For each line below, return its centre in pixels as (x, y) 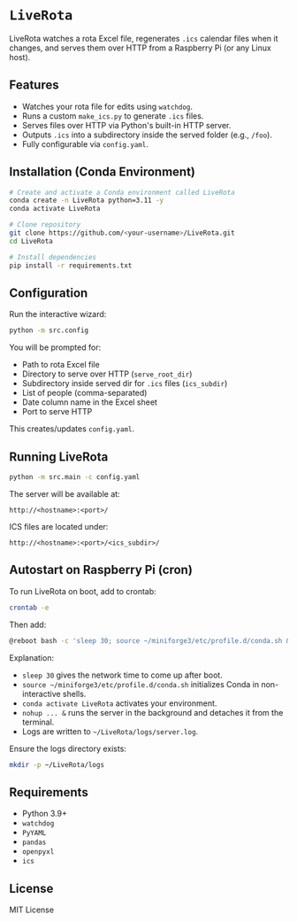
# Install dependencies (53, 257)
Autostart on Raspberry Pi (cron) (101, 570)
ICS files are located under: (59, 526)
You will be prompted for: (55, 347)
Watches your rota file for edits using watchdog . (107, 106)
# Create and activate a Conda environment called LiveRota (122, 192)
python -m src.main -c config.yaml (75, 477)
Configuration (49, 293)
